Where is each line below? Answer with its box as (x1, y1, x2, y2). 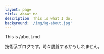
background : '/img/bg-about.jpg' (5, 20, 73, 26)
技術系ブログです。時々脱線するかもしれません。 (5, 44, 103, 50)
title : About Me (5, 12, 38, 16)
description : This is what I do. (5, 16, 73, 21)
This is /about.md (5, 34, 40, 40)
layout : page (5, 7, 31, 12)
